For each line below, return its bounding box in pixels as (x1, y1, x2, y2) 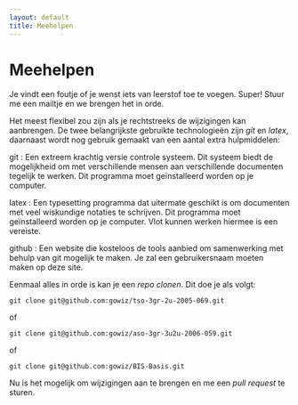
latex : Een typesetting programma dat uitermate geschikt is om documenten (9, 198, 290, 208)
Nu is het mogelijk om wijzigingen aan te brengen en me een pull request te (9, 377, 286, 388)
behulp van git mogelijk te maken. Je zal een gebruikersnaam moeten (9, 253, 264, 263)
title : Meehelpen (9, 21, 74, 30)
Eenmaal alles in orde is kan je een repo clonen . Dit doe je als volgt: (9, 279, 256, 290)
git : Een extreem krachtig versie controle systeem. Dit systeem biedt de (9, 152, 274, 163)
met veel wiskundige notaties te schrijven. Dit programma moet (9, 207, 241, 218)
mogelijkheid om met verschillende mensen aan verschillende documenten (9, 161, 284, 172)
